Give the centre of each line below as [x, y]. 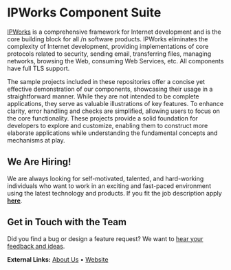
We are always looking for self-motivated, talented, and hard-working [106, 178]
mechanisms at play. [36, 140]
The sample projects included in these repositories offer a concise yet [106, 81]
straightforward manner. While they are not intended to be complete [103, 96]
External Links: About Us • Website [58, 259]
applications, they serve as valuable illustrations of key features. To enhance [115, 103]
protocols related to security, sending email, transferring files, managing [109, 54]
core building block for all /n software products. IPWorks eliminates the [108, 39]
